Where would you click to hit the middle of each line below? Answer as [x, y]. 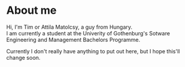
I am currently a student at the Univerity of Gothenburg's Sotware [88, 33]
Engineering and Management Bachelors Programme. [73, 39]
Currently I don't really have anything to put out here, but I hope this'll [93, 51]
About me [32, 10]
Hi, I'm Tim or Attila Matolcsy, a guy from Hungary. [69, 27]
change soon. [23, 57]
